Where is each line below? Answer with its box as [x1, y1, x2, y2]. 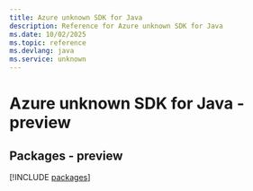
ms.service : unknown [9, 55, 87, 64]
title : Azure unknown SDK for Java [9, 13, 143, 22]
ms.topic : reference [9, 38, 87, 48]
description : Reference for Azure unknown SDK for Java [9, 22, 223, 30]
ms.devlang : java [9, 47, 75, 56]
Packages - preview [9, 148, 123, 163]
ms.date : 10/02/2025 [9, 30, 87, 39]
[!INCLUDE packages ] [9, 172, 91, 182]
